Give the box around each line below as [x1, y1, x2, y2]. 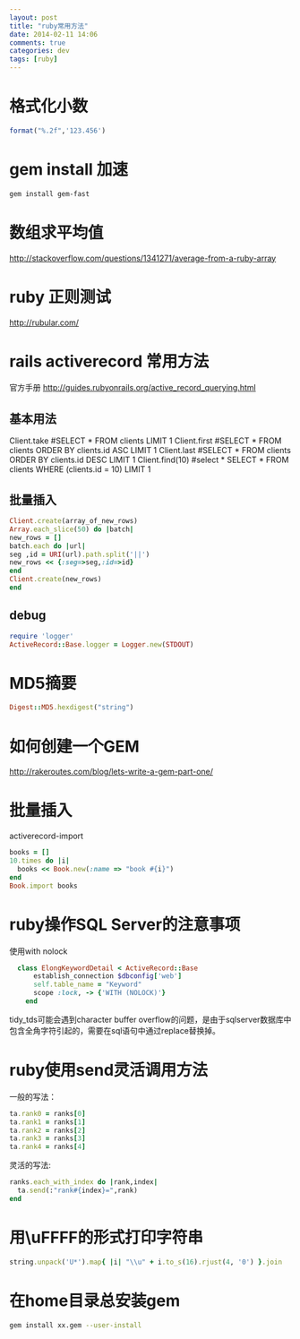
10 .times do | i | [9, 856, 70, 865]
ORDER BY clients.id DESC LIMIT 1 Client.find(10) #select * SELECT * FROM [9, 454, 289, 466]
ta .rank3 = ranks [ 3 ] [9, 1134, 87, 1143]
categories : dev [9, 47, 70, 56]
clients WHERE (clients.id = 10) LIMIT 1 [9, 464, 151, 475]
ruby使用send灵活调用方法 [9, 1060, 209, 1080]
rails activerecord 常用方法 [9, 351, 210, 372]
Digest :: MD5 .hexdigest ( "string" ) [9, 703, 134, 712]
